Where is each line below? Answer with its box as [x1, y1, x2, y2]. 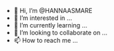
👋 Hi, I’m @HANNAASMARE [13, 7, 93, 14]
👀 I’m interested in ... [13, 14, 73, 22]
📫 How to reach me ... [13, 37, 78, 44]
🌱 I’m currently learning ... [13, 21, 88, 29]
